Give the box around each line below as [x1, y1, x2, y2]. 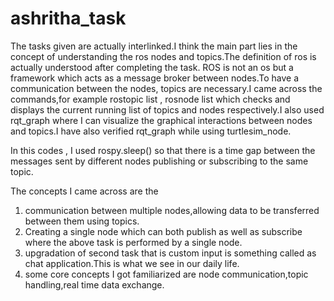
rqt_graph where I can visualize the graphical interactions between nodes [10, 114, 313, 126]
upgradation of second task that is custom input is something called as [24, 247, 317, 259]
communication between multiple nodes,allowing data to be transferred [24, 204, 320, 216]
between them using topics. [24, 215, 140, 227]
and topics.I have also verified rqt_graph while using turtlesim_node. [10, 125, 292, 137]
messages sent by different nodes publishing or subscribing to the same [10, 155, 309, 167]
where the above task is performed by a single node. [24, 236, 243, 248]
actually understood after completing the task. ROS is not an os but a [10, 61, 294, 73]
